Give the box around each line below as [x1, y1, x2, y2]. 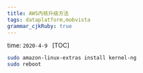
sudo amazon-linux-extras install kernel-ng [7, 55, 137, 61]
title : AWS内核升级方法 [7, 10, 69, 17]
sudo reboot [7, 61, 41, 68]
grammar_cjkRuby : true [7, 23, 72, 29]
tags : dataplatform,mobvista [7, 16, 91, 23]
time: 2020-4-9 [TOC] [7, 42, 70, 50]
